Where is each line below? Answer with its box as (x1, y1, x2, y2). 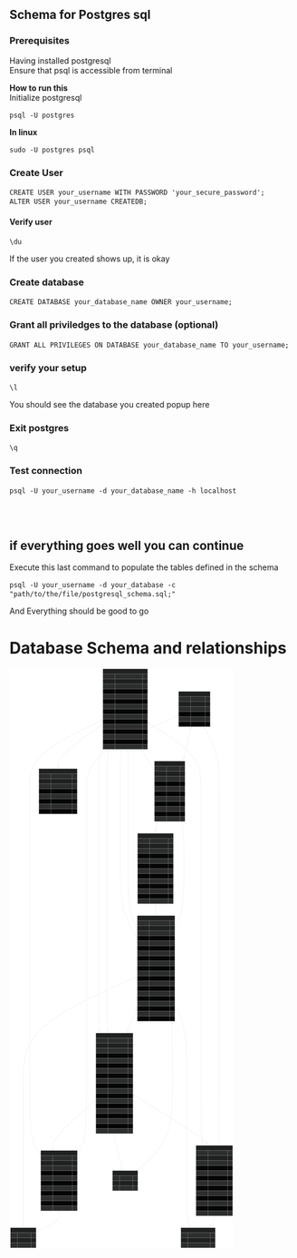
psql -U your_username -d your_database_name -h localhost (9, 486, 237, 496)
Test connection (9, 465, 83, 477)
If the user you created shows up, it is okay (9, 253, 170, 264)
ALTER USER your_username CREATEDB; (9, 197, 148, 206)
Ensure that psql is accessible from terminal (9, 64, 173, 75)
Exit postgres (9, 422, 70, 434)
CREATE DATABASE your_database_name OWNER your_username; (9, 298, 233, 307)
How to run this (9, 82, 68, 93)
